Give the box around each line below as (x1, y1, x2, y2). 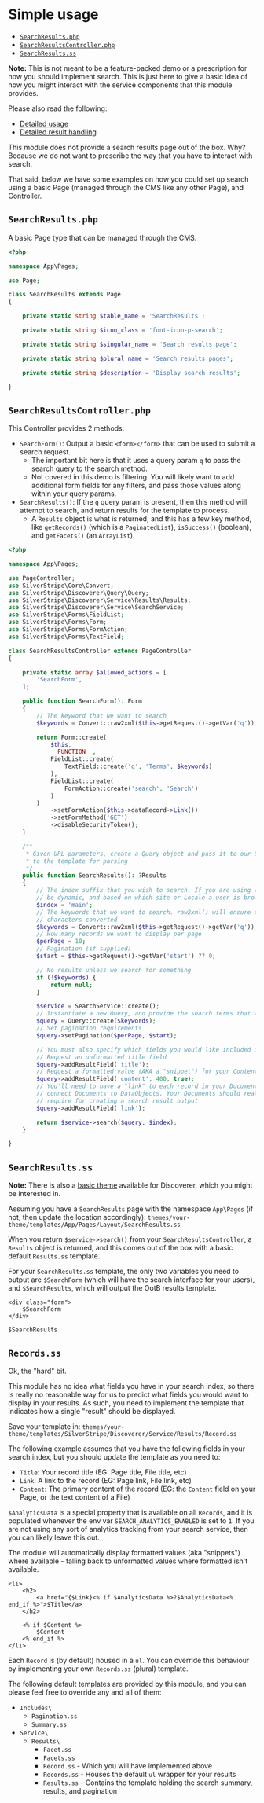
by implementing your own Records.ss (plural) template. (8, 1664, 189, 1673)
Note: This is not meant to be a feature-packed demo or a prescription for (8, 63, 247, 72)
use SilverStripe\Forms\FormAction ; (8, 626, 128, 633)
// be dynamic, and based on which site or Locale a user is (36, 894, 241, 901)
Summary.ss (31, 1720, 68, 1728)
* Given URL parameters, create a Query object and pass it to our (25, 850, 251, 857)
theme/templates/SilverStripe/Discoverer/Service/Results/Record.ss (8, 1430, 237, 1438)
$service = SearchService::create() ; (36, 1002, 159, 1011)
